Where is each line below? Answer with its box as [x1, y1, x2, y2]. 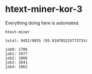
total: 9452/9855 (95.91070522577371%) [5, 38, 88, 43]
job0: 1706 [5, 47, 28, 52]
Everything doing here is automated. [5, 20, 80, 26]
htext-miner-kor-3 [5, 3, 83, 15]
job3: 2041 [5, 60, 28, 65]
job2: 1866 [5, 56, 28, 61]
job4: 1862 [5, 64, 28, 69]
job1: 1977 [5, 51, 28, 56]
